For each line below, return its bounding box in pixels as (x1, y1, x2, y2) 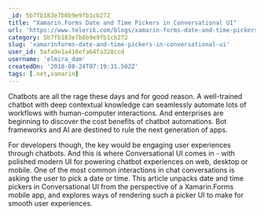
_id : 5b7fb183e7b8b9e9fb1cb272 (8, 11, 111, 20)
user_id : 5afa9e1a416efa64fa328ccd (8, 48, 125, 56)
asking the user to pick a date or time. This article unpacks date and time (8, 174, 244, 183)
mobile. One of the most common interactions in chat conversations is (8, 165, 235, 174)
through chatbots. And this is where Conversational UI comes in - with (8, 148, 236, 158)
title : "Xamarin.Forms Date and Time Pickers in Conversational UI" (8, 19, 237, 27)
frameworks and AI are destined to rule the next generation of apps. (8, 125, 228, 134)
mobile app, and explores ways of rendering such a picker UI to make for (8, 190, 244, 200)
